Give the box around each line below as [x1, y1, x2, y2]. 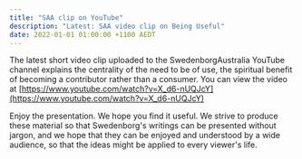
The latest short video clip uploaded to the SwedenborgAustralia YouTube [9, 55, 286, 66]
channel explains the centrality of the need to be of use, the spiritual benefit [9, 64, 293, 75]
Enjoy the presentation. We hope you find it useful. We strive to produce [9, 110, 278, 122]
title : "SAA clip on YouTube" [9, 13, 124, 23]
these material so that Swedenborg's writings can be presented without [9, 120, 277, 131]
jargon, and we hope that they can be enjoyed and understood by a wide [9, 130, 281, 141]
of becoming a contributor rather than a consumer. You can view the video [9, 74, 288, 85]
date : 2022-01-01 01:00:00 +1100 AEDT [9, 30, 156, 39]
